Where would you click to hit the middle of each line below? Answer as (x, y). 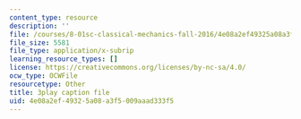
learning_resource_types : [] (64, 59)
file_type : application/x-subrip (72, 51)
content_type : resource (54, 17)
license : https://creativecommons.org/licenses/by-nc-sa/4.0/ (128, 68)
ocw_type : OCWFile (43, 76)
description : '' (39, 26)
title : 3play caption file (60, 92)
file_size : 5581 (39, 42)
